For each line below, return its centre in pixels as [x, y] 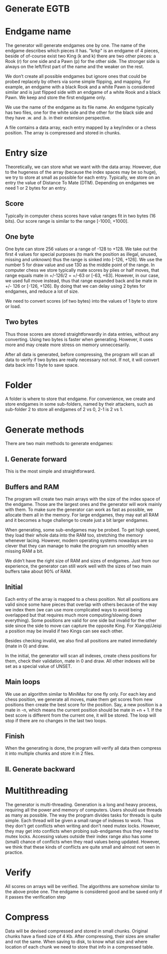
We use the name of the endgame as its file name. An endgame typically [80, 107]
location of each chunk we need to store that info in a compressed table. [80, 947]
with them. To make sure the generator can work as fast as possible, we [79, 509]
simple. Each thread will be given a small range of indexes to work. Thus [79, 820]
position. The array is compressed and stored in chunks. [63, 133]
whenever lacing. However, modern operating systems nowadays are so [79, 540]
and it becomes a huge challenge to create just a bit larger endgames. [77, 520]
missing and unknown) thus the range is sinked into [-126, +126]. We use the [84, 259]
